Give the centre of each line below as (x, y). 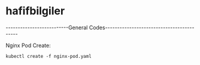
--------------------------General (47, 27)
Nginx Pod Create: (28, 45)
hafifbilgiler (35, 11)
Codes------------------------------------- (142, 27)
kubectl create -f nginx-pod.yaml (49, 56)
